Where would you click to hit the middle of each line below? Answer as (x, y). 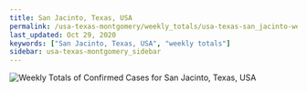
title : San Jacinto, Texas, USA (71, 18)
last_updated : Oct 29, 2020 (63, 35)
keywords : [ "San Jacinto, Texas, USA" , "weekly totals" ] (120, 43)
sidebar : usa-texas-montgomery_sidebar (85, 52)
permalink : (30, 26)
